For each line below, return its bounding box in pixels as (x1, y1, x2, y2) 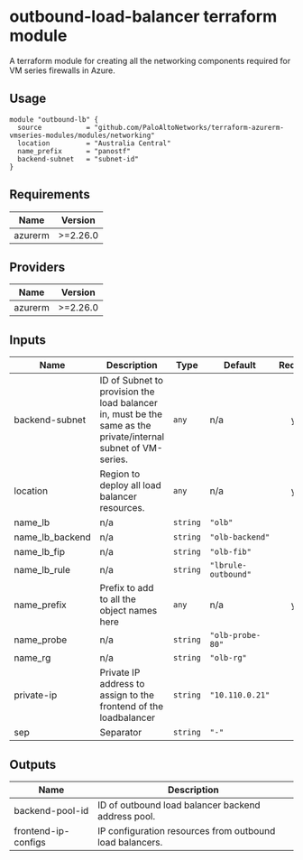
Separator (99, 726, 142, 739)
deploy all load (99, 479, 162, 492)
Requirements (9, 187, 90, 202)
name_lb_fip (14, 546, 66, 559)
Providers (9, 259, 66, 274)
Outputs (9, 756, 57, 772)
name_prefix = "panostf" (17, 146, 131, 155)
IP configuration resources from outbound (97, 825, 276, 837)
